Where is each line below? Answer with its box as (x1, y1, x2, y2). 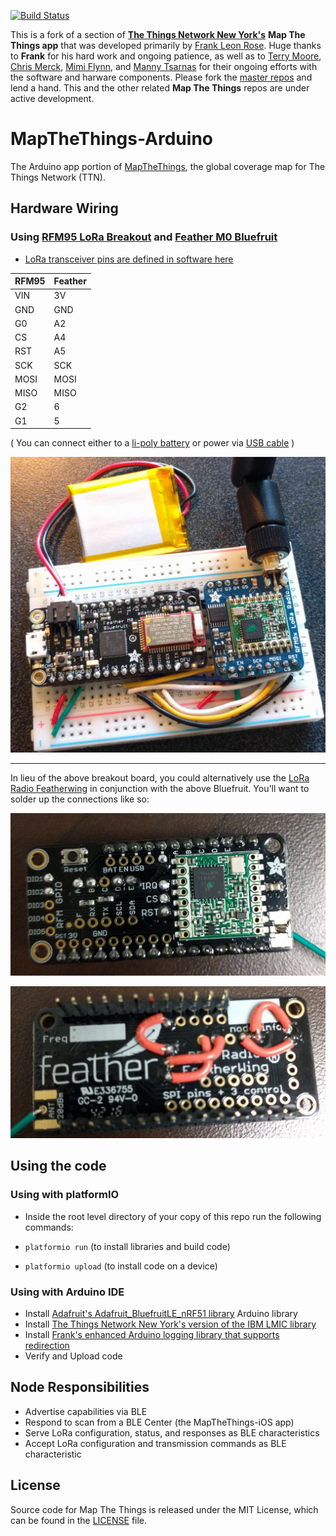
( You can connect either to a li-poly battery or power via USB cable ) (10, 437, 295, 449)
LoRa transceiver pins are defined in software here (24, 253, 234, 265)
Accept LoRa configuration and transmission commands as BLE (24, 1437, 287, 1449)
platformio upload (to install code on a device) (24, 1260, 218, 1272)
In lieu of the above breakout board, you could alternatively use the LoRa (10, 771, 310, 784)
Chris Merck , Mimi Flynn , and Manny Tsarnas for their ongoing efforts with (10, 61, 318, 72)
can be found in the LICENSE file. (10, 1514, 148, 1526)
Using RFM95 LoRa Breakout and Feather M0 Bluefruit (10, 230, 278, 244)
